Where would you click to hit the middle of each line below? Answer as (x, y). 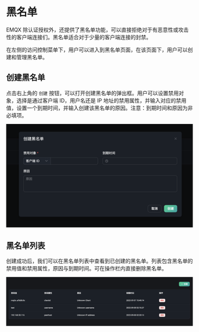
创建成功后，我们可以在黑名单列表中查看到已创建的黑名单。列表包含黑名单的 (99, 261)
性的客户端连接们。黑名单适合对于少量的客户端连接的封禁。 (79, 37)
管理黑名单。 (32, 57)
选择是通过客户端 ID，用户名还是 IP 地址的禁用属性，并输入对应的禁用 (101, 100)
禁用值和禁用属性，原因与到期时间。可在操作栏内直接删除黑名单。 (86, 269)
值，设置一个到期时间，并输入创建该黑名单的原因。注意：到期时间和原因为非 (99, 108)
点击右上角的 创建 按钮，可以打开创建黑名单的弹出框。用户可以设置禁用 (92, 93)
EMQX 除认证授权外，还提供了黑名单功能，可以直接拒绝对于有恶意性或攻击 (97, 30)
